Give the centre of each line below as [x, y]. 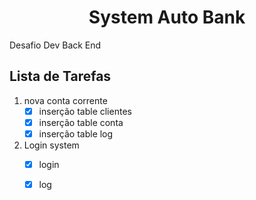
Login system [51, 145]
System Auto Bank [167, 17]
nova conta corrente [65, 100]
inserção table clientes [85, 111]
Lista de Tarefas [60, 76]
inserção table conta [81, 122]
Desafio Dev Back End [55, 45]
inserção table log [76, 133]
